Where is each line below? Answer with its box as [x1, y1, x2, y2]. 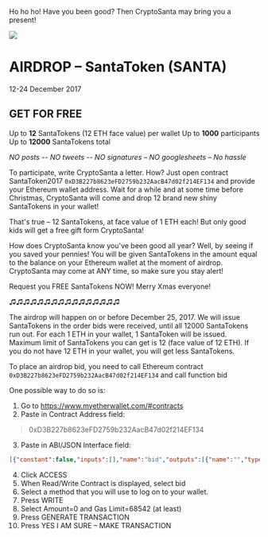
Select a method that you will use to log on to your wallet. [20, 487, 209, 496]
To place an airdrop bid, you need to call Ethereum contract [9, 361, 204, 371]
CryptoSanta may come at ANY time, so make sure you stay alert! [9, 266, 223, 275]
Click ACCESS [20, 469, 68, 480]
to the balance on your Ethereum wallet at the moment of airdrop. [9, 258, 223, 267]
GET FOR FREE [9, 107, 83, 121]
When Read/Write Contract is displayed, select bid [20, 478, 186, 488]
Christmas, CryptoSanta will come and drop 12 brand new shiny [9, 193, 218, 202]
